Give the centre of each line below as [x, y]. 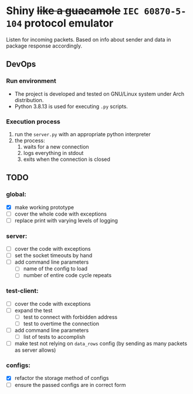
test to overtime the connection [61, 324]
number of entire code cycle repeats [67, 275]
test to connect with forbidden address [70, 317]
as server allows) [35, 350]
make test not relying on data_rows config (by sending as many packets [101, 344]
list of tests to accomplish [54, 337]
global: [16, 194]
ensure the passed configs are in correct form [70, 385]
